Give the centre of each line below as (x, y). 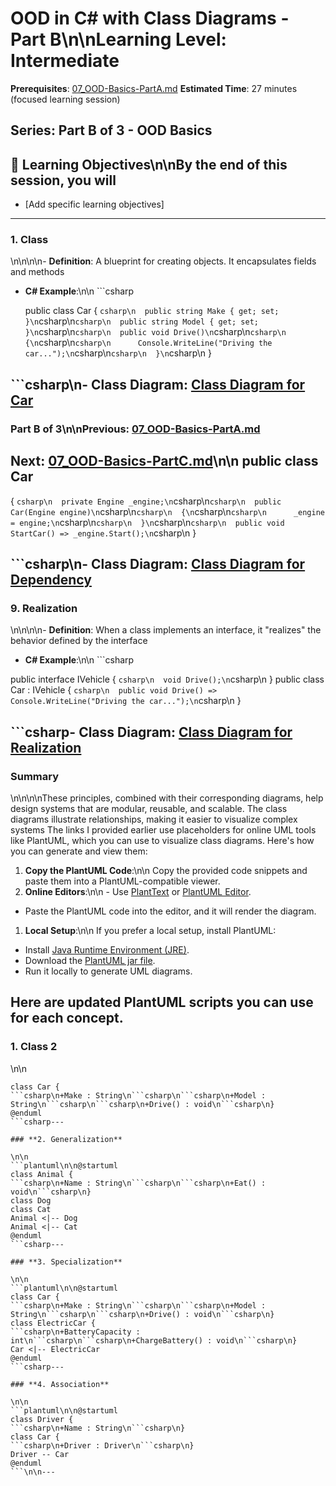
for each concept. (67, 1018)
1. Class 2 (34, 1047)
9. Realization (44, 608)
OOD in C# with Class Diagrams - (150, 18)
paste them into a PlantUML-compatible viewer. (122, 881)
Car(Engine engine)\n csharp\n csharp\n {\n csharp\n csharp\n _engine (168, 511)
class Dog (31, 1200)
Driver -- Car (40, 1454)
